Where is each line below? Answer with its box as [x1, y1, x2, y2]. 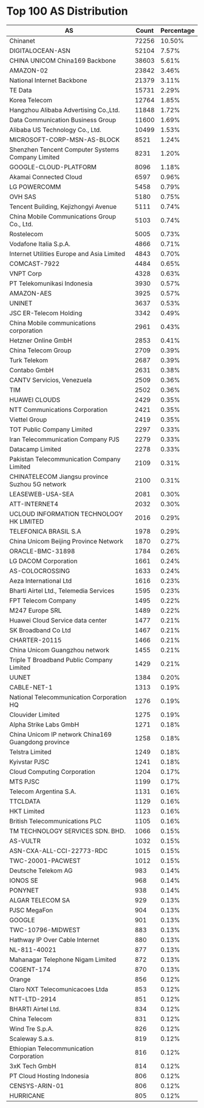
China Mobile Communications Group [9, 212, 117, 220]
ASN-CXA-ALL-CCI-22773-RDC [9, 846, 108, 855]
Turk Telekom [9, 356, 49, 364]
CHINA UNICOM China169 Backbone [9, 56, 117, 64]
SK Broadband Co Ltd [9, 625, 71, 634]
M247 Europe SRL [9, 606, 62, 615]
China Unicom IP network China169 [9, 730, 112, 739]
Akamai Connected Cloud [9, 172, 83, 181]
